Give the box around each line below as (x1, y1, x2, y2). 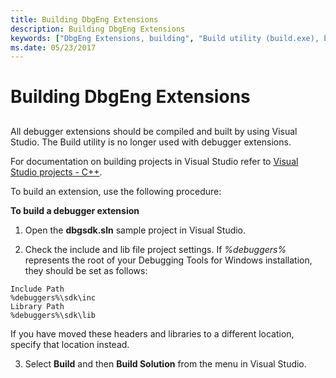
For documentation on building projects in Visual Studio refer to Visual (10, 155, 299, 167)
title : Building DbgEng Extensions (10, 14, 159, 25)
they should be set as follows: (24, 264, 148, 276)
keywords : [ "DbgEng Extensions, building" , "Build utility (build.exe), (10, 33, 320, 43)
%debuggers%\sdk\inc (10, 292, 97, 303)
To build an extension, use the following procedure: (10, 185, 222, 197)
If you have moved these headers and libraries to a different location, (10, 327, 295, 340)
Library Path (10, 301, 65, 311)
